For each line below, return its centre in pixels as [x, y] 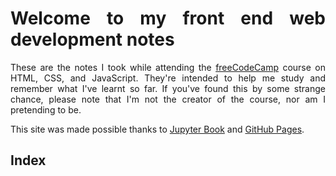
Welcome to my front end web [168, 18]
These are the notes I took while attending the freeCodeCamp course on [168, 67]
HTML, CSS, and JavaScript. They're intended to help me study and [168, 78]
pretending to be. [46, 109]
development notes [92, 39]
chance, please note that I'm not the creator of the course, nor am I [168, 99]
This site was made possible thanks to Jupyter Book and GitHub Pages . [157, 129]
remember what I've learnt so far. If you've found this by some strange [168, 88]
